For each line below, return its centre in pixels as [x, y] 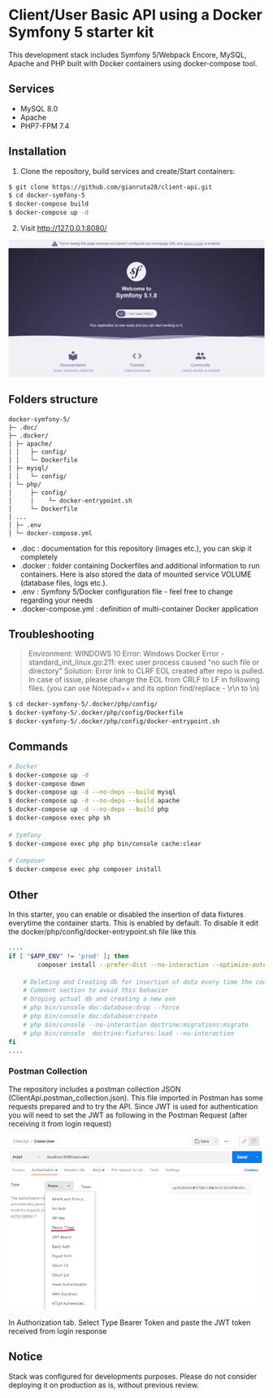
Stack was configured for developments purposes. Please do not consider [133, 1376]
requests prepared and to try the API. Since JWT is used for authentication [133, 1106]
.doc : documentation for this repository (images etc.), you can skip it [136, 548]
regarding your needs [56, 600]
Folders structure [54, 400]
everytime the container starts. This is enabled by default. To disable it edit [133, 923]
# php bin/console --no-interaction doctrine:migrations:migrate [136, 1025]
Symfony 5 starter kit [81, 32]
